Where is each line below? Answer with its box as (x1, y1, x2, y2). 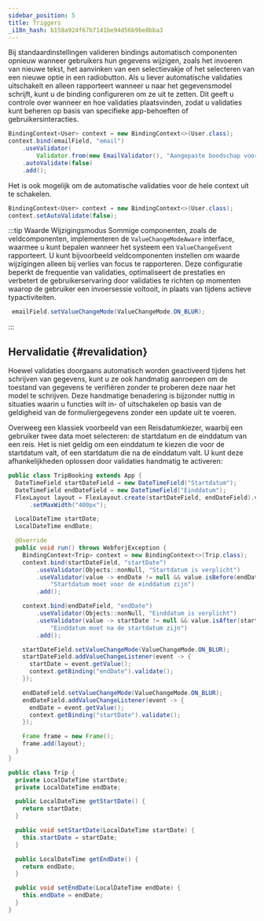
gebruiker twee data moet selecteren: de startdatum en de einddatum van (8, 431, 247, 441)
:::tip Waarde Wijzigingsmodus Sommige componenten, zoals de (8, 226, 218, 235)
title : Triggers (8, 19, 61, 27)
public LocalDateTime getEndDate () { (15, 855, 139, 863)
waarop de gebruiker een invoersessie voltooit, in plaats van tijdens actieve (8, 284, 251, 294)
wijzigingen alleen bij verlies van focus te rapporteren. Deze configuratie (8, 259, 243, 268)
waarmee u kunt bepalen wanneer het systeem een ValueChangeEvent (8, 242, 233, 252)
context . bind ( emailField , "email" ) (8, 137, 125, 146)
